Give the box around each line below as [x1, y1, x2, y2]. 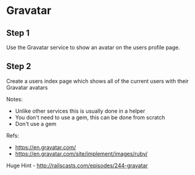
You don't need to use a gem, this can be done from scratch [15, 113, 165, 121]
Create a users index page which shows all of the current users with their [6, 77, 189, 85]
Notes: [6, 95, 23, 103]
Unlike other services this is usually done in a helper [15, 107, 145, 114]
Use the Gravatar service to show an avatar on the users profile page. [6, 44, 180, 51]
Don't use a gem [15, 120, 56, 127]
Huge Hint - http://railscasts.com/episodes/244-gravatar [6, 162, 148, 169]
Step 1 [6, 28, 30, 38]
